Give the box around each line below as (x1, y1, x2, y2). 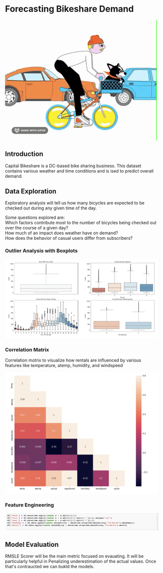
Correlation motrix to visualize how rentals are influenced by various (5, 357, 142, 363)
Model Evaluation (5, 540, 59, 549)
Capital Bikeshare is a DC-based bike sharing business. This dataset (5, 163, 142, 169)
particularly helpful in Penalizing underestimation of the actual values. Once (5, 558, 156, 564)
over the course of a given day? (5, 225, 68, 231)
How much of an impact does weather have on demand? (5, 230, 118, 236)
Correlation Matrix (5, 346, 49, 353)
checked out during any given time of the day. (5, 205, 97, 211)
